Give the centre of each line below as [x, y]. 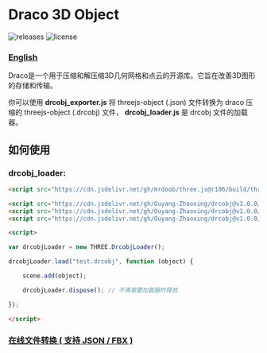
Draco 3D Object [64, 15]
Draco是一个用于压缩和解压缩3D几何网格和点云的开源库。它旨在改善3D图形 [132, 76]
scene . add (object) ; [55, 276]
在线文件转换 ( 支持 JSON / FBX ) [71, 341]
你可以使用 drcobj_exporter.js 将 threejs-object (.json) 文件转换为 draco [126, 103]
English [23, 57]
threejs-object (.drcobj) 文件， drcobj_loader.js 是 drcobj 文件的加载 [135, 112]
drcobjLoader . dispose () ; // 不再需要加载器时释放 [100, 290]
